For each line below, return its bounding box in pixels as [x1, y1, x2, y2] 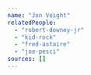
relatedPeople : [7, 19, 57, 27]
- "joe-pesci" [14, 48, 60, 55]
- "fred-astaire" [14, 41, 71, 48]
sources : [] [7, 55, 46, 63]
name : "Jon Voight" [7, 11, 71, 20]
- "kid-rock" [14, 33, 57, 41]
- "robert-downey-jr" [14, 26, 85, 34]
